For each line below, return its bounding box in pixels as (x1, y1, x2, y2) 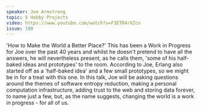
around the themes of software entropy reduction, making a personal (6, 80, 177, 87)
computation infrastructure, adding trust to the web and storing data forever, (6, 86, 195, 93)
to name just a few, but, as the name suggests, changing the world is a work (6, 93, 194, 100)
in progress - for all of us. (6, 99, 69, 107)
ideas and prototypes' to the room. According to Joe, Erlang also (23, 61, 183, 68)
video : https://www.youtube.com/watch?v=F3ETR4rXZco (6, 20, 141, 26)
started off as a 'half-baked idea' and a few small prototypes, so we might (6, 67, 189, 75)
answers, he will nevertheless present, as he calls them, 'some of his (6, 55, 176, 62)
